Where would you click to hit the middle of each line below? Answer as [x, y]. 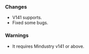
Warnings [17, 35]
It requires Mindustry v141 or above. [48, 46]
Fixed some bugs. [30, 23]
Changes [16, 7]
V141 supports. [27, 18]
